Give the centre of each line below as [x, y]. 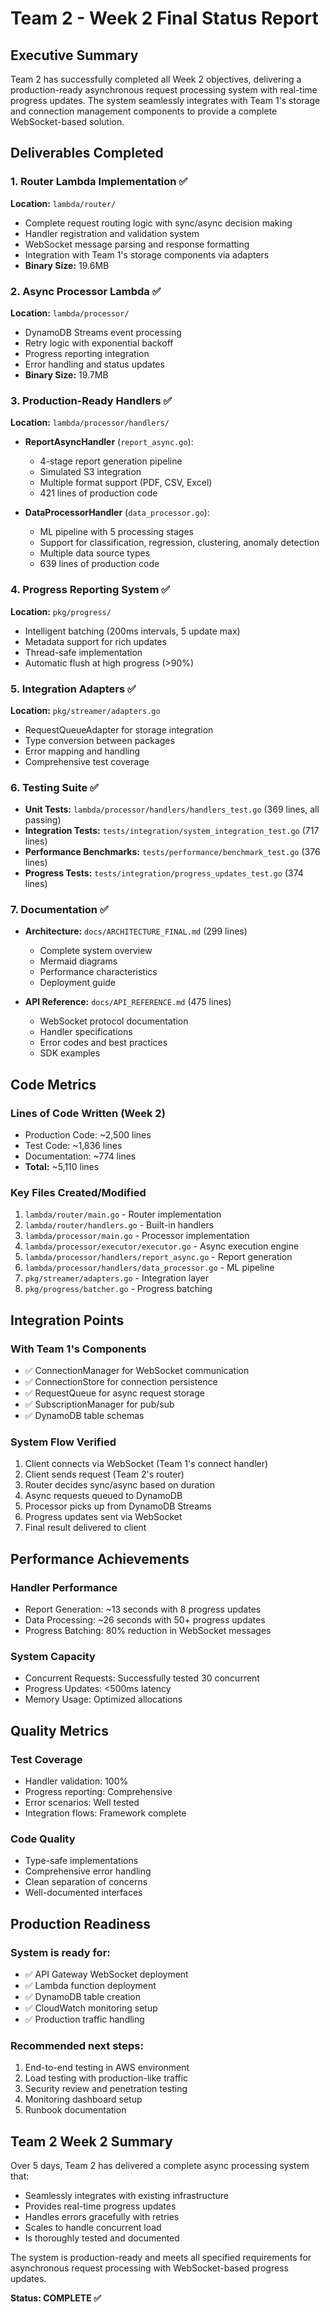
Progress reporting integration [87, 353]
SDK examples [70, 1053]
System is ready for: [60, 1952]
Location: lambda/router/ [63, 203]
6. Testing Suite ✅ [54, 787]
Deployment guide [78, 983]
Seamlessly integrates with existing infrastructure [126, 2196]
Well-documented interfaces [83, 1893]
